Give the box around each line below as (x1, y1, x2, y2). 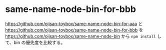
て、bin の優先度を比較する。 (5, 39, 65, 45)
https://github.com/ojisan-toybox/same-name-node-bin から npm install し (5, 33, 161, 39)
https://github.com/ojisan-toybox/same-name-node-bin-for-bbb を (5, 26, 143, 33)
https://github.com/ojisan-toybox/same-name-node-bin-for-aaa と (5, 20, 143, 26)
